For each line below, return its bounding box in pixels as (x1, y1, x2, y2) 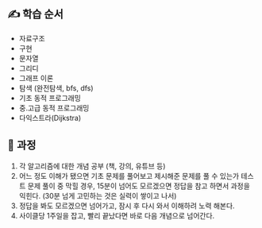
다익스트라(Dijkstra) (18, 113, 82, 122)
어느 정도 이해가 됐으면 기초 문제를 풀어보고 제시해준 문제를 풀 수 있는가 (18, 171, 240, 180)
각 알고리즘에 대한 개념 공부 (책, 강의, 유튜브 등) (18, 161, 166, 171)
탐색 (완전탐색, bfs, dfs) (18, 83, 94, 93)
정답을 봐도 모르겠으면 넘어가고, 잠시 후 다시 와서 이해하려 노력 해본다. (18, 201, 235, 211)
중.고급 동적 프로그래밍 (18, 102, 90, 113)
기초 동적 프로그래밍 (18, 93, 81, 102)
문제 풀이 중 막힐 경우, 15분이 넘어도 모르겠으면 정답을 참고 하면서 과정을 (27, 181, 251, 191)
